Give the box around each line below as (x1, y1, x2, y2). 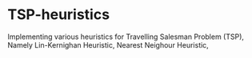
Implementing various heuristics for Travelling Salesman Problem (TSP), (7, 32, 245, 41)
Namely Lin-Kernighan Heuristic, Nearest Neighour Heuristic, (7, 40, 209, 49)
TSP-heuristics (7, 6, 110, 24)
